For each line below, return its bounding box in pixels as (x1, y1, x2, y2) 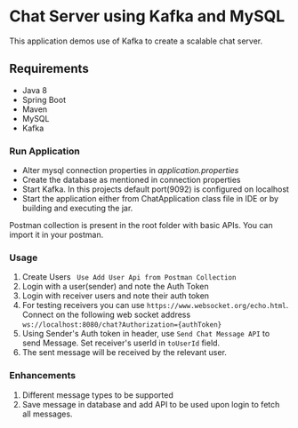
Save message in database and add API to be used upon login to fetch (21, 399, 280, 409)
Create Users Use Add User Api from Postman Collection (21, 272, 237, 282)
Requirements (9, 61, 89, 76)
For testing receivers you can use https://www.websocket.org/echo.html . (21, 300, 289, 311)
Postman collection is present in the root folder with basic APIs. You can (9, 220, 273, 231)
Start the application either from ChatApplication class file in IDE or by (21, 194, 278, 204)
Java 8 (21, 84, 47, 95)
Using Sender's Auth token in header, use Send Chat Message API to (21, 329, 270, 339)
